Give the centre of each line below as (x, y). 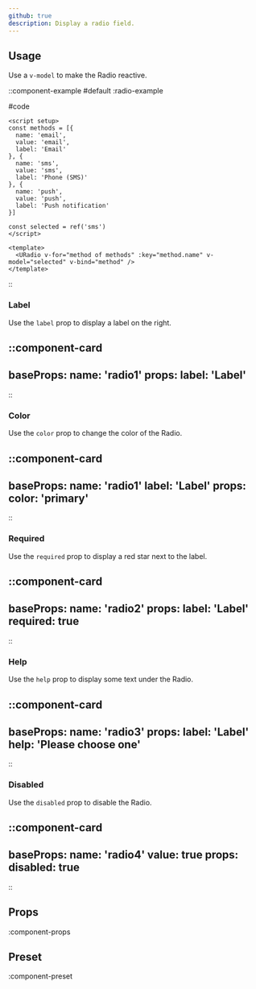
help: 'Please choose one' (74, 745)
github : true (30, 16)
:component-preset (41, 976)
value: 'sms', (39, 171)
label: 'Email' (41, 150)
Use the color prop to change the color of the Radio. (95, 433)
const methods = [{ (41, 128)
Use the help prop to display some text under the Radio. (101, 679)
